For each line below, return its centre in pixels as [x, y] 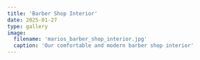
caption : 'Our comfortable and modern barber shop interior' [104, 46]
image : [17, 33]
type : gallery [28, 26]
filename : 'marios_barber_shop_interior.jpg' [81, 39]
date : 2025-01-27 [32, 20]
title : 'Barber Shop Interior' [52, 13]
